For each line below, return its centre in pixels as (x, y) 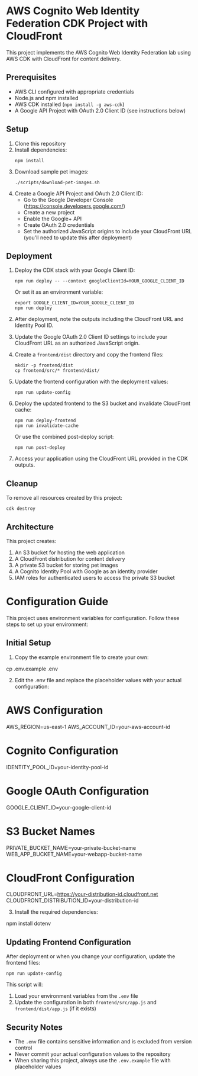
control (23, 1048)
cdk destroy (21, 509)
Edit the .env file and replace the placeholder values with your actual (98, 680)
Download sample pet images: (51, 171)
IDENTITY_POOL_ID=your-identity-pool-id (57, 767)
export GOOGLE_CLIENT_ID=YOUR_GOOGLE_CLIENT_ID (74, 303)
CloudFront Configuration (70, 878)
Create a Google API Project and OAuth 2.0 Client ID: (79, 193)
